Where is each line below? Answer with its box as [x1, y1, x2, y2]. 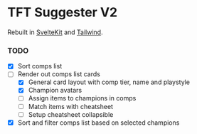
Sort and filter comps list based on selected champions [17, 118, 180, 127]
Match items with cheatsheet [28, 102, 114, 110]
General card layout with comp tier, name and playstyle [28, 78, 191, 86]
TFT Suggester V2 [7, 4, 118, 21]
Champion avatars [28, 86, 82, 95]
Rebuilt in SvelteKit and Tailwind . [7, 28, 103, 36]
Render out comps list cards [17, 70, 101, 78]
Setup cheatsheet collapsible [28, 110, 114, 118]
